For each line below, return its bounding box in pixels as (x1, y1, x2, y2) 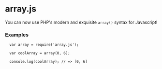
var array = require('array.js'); (9, 42, 79, 47)
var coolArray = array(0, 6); (9, 51, 70, 56)
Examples (5, 31, 29, 38)
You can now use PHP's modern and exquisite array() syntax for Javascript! (5, 19, 158, 25)
